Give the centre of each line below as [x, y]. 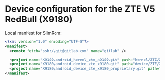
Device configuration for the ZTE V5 [80, 9]
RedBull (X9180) [39, 19]
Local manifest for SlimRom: [34, 33]
